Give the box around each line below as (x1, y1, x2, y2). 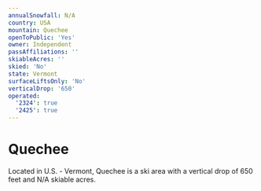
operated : (8, 92, 41, 100)
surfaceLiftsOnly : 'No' (8, 77, 86, 85)
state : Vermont (8, 70, 58, 78)
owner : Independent (8, 41, 72, 49)
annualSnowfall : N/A (8, 11, 76, 20)
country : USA (8, 19, 51, 27)
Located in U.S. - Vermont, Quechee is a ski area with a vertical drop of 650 (8, 166, 253, 175)
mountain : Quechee (8, 26, 68, 34)
